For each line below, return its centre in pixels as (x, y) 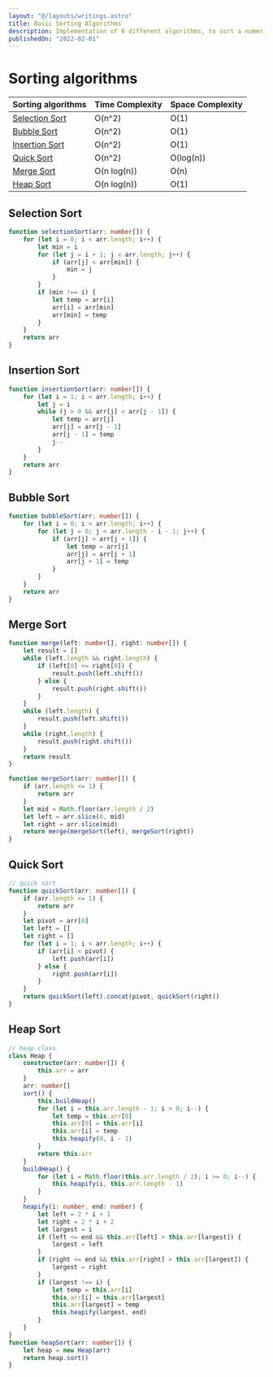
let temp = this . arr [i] (92, 1290)
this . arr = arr (63, 1071)
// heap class (32, 1048)
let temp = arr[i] (83, 300)
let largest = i (65, 1229)
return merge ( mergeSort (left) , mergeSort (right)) (109, 832)
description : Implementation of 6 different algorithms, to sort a (125, 31)
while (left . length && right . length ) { (91, 659)
